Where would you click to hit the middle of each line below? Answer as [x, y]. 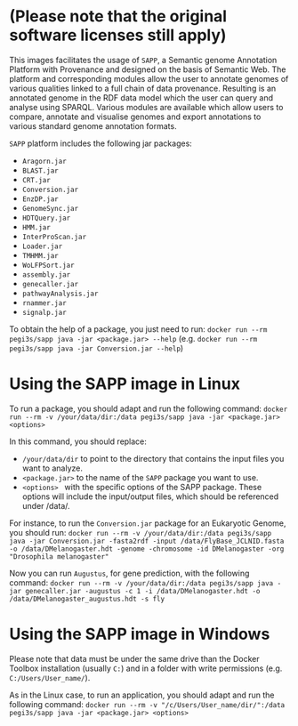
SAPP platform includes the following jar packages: [101, 143]
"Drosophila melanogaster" [59, 557]
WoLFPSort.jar [48, 265]
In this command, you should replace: [78, 441]
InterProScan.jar [54, 237]
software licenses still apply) [118, 35]
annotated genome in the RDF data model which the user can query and [141, 97]
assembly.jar [46, 274]
